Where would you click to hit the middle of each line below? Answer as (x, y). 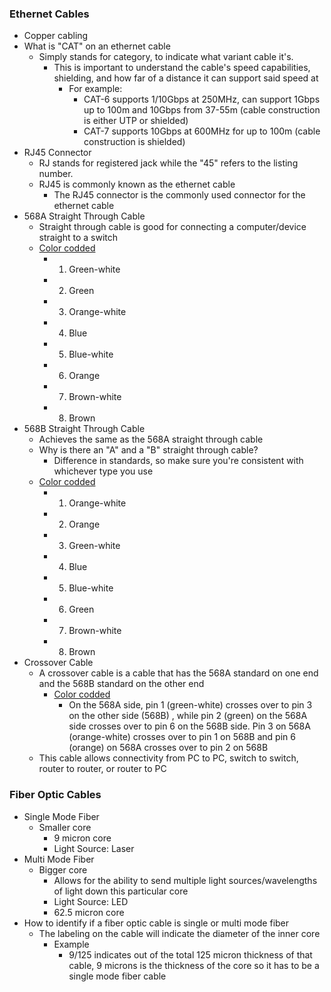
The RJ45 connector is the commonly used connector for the (179, 195)
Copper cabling (56, 36)
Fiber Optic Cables (55, 795)
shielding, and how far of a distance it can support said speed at (186, 78)
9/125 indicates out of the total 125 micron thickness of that (190, 954)
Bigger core (63, 869)
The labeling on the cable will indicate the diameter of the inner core (179, 933)
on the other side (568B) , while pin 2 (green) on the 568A (188, 716)
